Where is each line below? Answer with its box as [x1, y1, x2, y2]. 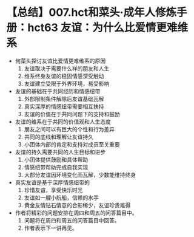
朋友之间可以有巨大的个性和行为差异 [24, 125, 115, 132]
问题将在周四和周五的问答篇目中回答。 [24, 216, 120, 224]
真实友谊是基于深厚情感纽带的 [15, 179, 90, 186]
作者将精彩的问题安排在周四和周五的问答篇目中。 [15, 209, 138, 216]
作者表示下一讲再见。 [24, 224, 78, 232]
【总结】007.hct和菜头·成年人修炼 [6, 5, 177, 19]
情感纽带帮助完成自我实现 [24, 163, 89, 171]
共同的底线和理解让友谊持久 [24, 133, 94, 140]
